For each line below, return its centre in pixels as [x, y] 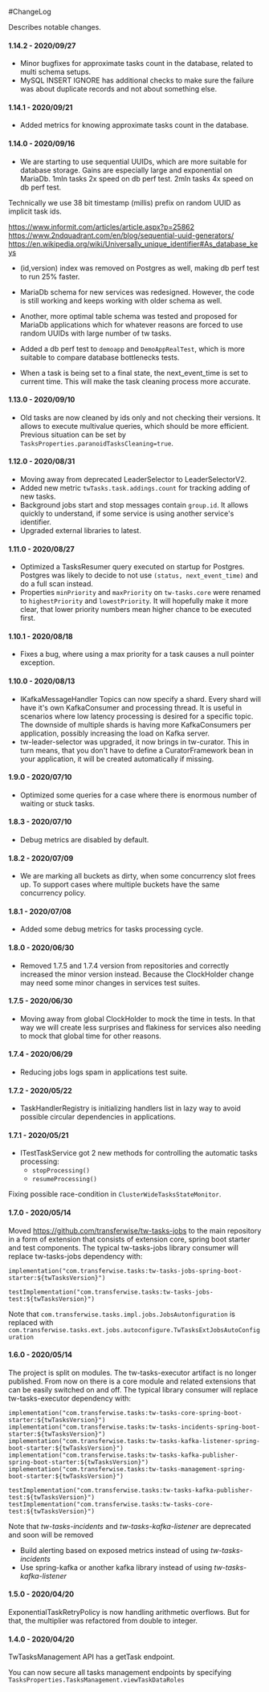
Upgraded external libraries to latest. [81, 531]
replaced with [31, 1322]
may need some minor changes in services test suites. [110, 982]
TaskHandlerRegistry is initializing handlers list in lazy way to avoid [130, 1108]
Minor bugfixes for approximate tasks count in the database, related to [137, 63]
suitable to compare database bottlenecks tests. [100, 357]
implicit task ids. [35, 211]
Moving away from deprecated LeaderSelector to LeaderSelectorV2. [133, 479]
